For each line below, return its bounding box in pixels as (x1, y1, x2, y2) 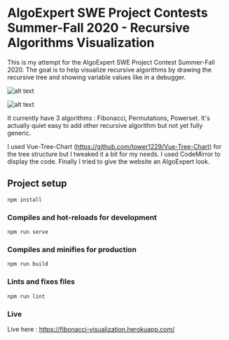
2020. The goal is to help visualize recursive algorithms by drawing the (7, 65, 212, 74)
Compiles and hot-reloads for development (7, 212, 158, 222)
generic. (7, 129, 32, 137)
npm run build (7, 261, 49, 268)
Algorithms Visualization (7, 35, 155, 51)
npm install (7, 196, 42, 203)
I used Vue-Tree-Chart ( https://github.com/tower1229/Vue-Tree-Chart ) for (7, 142, 222, 150)
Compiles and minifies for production (7, 244, 137, 254)
